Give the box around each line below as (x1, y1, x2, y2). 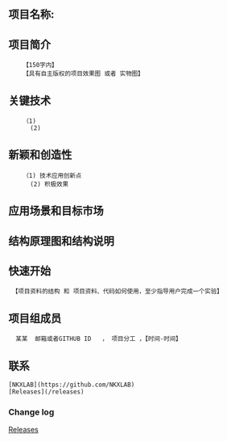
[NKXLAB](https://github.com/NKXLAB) (8, 381, 135, 389)
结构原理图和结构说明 (8, 234, 114, 248)
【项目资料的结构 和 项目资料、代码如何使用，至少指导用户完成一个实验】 (11, 288, 223, 296)
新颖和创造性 (8, 148, 72, 162)
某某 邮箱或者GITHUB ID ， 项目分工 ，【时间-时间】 (15, 335, 183, 343)
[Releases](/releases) (8, 388, 85, 396)
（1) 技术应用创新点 (23, 171, 82, 179)
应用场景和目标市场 (8, 204, 104, 218)
